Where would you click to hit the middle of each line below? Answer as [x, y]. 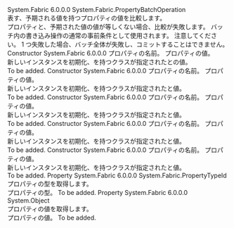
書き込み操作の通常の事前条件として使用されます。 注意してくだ [118, 36]
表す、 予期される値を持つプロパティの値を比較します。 [87, 18]
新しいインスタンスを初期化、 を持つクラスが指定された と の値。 [99, 62]
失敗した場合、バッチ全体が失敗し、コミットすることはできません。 [130, 44]
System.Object [28, 201]
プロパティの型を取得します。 [50, 184]
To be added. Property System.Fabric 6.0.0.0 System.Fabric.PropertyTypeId [117, 175]
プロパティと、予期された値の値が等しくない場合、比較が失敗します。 [108, 27]
